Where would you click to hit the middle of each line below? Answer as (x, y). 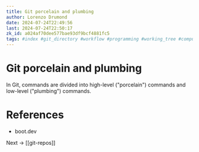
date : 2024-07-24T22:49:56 (39, 22)
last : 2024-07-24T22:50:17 (39, 28)
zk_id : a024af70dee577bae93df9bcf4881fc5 (58, 34)
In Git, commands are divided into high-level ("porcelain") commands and (96, 85)
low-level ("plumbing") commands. (49, 91)
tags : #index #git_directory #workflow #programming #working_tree (91, 39)
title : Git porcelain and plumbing (50, 12)
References (35, 115)
